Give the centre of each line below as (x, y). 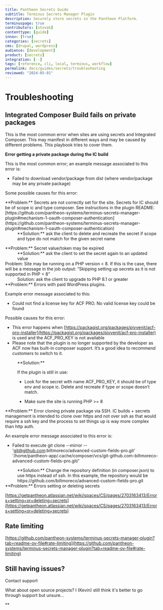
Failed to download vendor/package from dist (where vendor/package (82, 178)
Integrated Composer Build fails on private (71, 115)
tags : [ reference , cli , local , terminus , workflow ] (58, 64)
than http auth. (20, 426)
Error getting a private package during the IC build (57, 154)
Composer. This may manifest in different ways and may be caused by (76, 139)
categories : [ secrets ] (28, 41)
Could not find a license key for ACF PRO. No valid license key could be (84, 303)
